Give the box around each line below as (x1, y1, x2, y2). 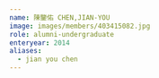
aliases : (9, 47, 42, 56)
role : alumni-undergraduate (9, 30, 115, 39)
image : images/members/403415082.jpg (9, 22, 151, 30)
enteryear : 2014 (9, 38, 70, 48)
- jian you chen (17, 55, 78, 64)
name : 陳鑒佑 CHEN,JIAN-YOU (9, 13, 110, 22)
